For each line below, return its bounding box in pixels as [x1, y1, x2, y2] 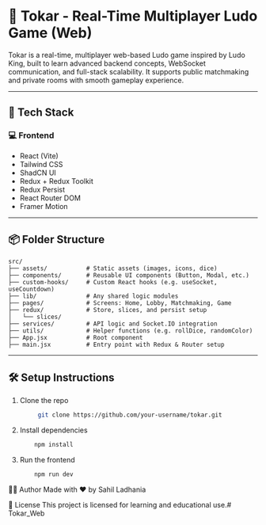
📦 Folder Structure [8, 233, 105, 246]
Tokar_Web [8, 508, 45, 518]
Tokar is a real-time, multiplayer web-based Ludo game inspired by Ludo [8, 50, 245, 59]
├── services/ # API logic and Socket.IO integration [8, 320, 218, 328]
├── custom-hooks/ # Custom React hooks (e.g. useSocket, [8, 279, 218, 287]
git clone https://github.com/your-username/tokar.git [37, 411, 222, 419]
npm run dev [34, 470, 74, 478]
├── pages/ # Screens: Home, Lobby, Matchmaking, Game [8, 299, 232, 307]
